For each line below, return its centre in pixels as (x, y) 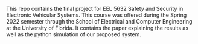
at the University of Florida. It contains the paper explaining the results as (97, 28)
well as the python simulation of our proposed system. (74, 34)
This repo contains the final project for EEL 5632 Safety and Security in (95, 9)
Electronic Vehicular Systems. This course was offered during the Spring (97, 15)
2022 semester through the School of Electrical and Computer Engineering (99, 21)
